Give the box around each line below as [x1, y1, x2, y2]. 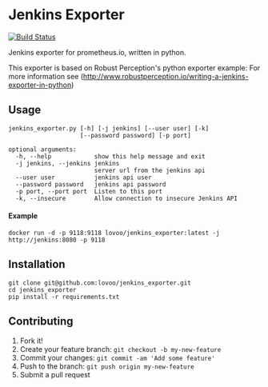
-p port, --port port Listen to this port [15, 187, 162, 195]
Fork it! [19, 336, 44, 345]
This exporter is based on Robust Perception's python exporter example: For [8, 62, 261, 73]
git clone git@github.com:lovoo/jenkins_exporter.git [8, 278, 192, 287]
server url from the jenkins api [94, 166, 206, 174]
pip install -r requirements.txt [8, 293, 120, 301]
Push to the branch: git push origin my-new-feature [19, 361, 194, 371]
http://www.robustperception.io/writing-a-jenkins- [82, 71, 250, 81]
